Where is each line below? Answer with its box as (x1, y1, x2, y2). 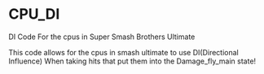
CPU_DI (8, 5, 60, 24)
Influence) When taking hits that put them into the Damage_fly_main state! (8, 56, 257, 66)
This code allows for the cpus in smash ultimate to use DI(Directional (8, 47, 239, 57)
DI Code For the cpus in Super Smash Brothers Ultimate (8, 32, 196, 41)
